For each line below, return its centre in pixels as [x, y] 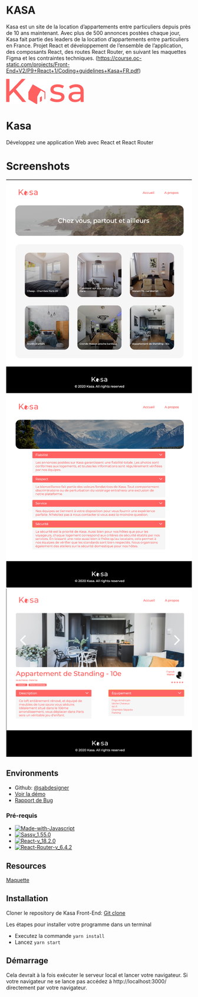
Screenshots [38, 166]
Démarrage [27, 961]
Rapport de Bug [34, 800]
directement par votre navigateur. [47, 988]
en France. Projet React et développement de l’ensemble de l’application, [95, 46]
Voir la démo [30, 794]
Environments [32, 773]
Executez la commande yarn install [60, 936]
